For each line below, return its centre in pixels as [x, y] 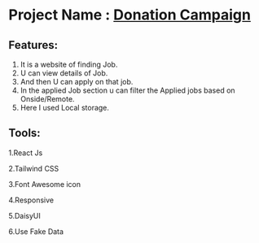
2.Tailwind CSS [34, 168]
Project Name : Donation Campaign [129, 15]
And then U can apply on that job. [77, 82]
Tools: [24, 133]
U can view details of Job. [64, 73]
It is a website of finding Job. [69, 64]
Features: [33, 45]
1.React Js [26, 153]
